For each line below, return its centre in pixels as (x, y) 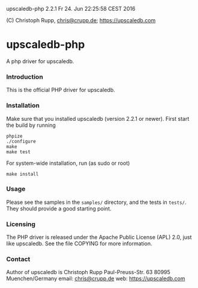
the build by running (31, 125)
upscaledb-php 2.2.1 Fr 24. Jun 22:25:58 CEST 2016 (71, 9)
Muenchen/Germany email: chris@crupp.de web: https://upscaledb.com (96, 278)
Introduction (25, 76)
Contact (18, 259)
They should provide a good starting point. (59, 208)
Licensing (21, 224)
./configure (21, 141)
